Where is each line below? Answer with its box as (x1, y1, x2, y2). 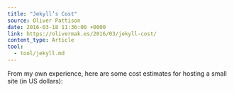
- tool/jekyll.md (13, 50, 65, 57)
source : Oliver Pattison (7, 17, 81, 24)
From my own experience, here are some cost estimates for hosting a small (7, 69, 227, 78)
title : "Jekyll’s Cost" (7, 10, 78, 18)
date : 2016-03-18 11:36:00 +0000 (7, 23, 106, 30)
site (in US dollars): (7, 76, 63, 85)
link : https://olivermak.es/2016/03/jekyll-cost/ (7, 30, 157, 38)
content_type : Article (7, 37, 74, 44)
